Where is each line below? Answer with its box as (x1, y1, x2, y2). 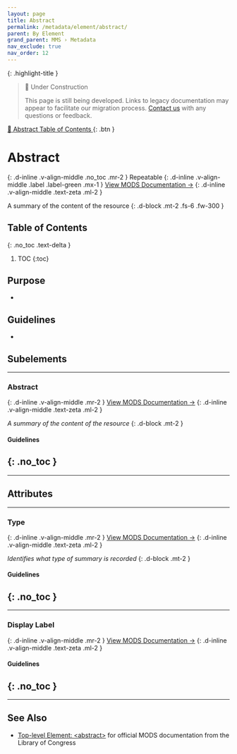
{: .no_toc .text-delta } (7, 240, 71, 249)
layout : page (7, 10, 46, 18)
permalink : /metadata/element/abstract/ (7, 23, 128, 30)
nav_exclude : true (7, 43, 61, 50)
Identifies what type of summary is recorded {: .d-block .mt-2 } (7, 554, 190, 562)
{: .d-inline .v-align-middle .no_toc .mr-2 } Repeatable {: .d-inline (7, 173, 195, 181)
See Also (7, 712, 47, 724)
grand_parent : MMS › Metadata (7, 37, 97, 44)
